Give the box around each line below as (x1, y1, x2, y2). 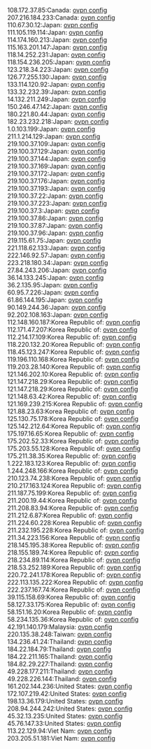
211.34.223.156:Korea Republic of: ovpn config (7, 534, 141, 541)
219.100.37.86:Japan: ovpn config (7, 214, 103, 222)
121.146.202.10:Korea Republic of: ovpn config (7, 370, 139, 378)
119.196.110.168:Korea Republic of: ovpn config (7, 355, 140, 363)
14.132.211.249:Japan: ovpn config (7, 95, 106, 104)
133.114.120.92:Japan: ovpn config (7, 80, 106, 88)
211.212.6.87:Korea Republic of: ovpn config (7, 511, 133, 520)
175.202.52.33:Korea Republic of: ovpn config (7, 437, 139, 445)
